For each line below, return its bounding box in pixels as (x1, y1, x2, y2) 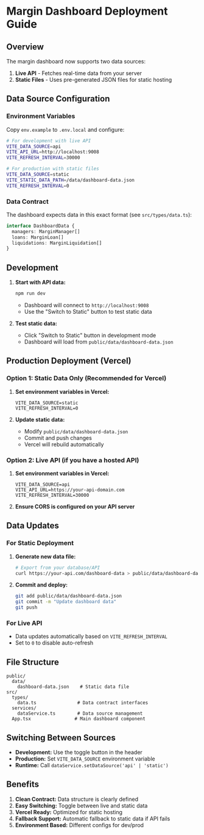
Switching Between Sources (6, 732, 116, 743)
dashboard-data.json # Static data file (17, 684, 130, 690)
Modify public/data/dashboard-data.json (24, 427, 128, 435)
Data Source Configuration (6, 93, 110, 104)
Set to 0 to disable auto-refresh (15, 639, 94, 646)
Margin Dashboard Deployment (6, 4, 168, 18)
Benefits (6, 779, 40, 790)
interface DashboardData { (6, 223, 75, 229)
